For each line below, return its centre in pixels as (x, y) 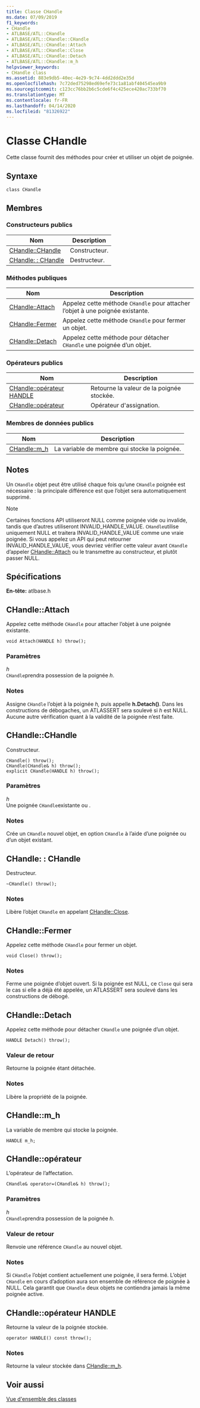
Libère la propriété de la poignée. (47, 1097)
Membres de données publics (50, 423)
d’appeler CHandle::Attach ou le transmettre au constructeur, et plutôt (92, 552)
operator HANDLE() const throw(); (49, 1338)
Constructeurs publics (39, 225)
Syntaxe (22, 176)
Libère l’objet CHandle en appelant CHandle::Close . (68, 912)
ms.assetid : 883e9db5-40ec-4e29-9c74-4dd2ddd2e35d (70, 78)
